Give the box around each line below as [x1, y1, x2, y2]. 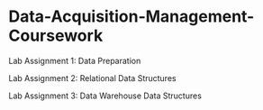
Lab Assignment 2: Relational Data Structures [8, 72, 177, 83]
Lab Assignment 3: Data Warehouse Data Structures [8, 90, 202, 101]
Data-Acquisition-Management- [8, 6, 255, 27]
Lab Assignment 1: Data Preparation [8, 55, 141, 66]
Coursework [8, 25, 104, 46]
